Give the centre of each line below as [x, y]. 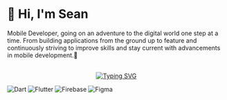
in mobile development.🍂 [43, 55]
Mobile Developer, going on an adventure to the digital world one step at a [113, 33]
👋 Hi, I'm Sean [48, 14]
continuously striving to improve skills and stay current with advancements [114, 48]
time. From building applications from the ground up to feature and [102, 40]
